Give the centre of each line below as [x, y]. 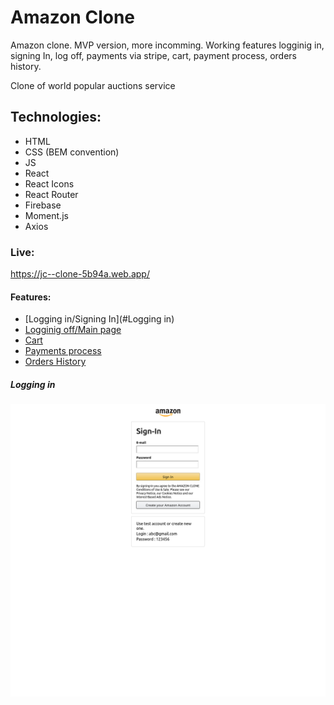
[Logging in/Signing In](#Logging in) [99, 319]
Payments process [63, 351]
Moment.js [46, 215]
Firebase [43, 205]
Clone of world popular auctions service [93, 85]
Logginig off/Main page [73, 330]
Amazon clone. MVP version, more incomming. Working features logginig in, [167, 45]
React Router [51, 194]
